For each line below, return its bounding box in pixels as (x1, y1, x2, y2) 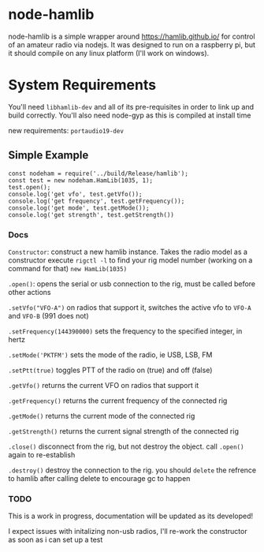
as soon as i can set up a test (8, 535, 103, 545)
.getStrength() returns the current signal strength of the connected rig (8, 426, 239, 435)
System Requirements (8, 76, 156, 94)
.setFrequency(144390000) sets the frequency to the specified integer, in (8, 326, 243, 336)
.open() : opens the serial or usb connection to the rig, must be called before (8, 278, 256, 289)
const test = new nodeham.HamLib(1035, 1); (8, 176, 154, 185)
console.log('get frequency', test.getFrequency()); (8, 197, 185, 205)
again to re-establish (8, 449, 76, 459)
